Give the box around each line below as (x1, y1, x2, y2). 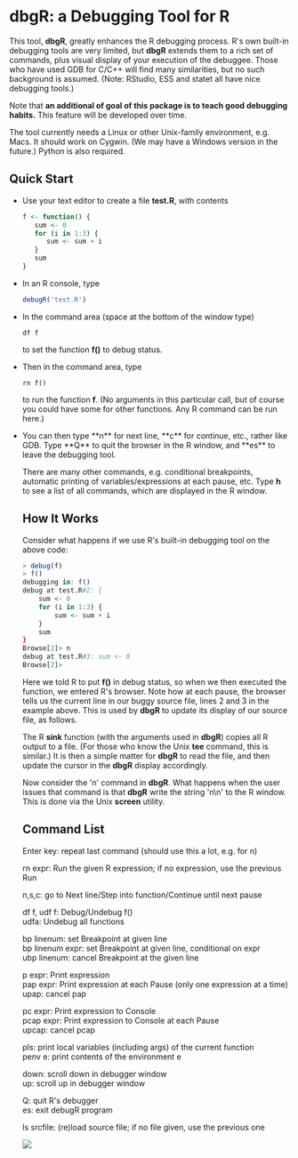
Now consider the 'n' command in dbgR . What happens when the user (21, 776, 281, 788)
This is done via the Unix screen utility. (21, 796, 165, 807)
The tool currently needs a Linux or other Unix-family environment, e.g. (9, 126, 270, 137)
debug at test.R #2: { (21, 586, 102, 595)
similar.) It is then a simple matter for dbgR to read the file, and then (21, 750, 270, 761)
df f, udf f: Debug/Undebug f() (21, 906, 133, 917)
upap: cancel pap (21, 988, 87, 999)
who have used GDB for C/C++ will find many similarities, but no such (9, 64, 265, 75)
